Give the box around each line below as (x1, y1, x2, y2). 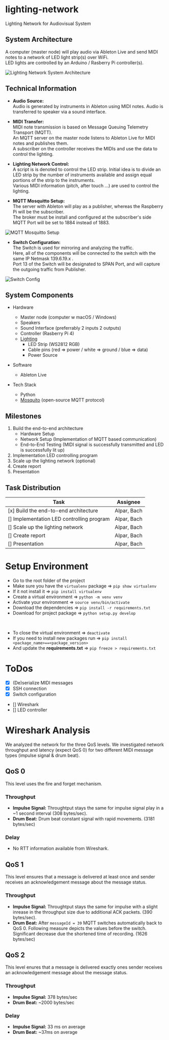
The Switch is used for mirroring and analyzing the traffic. (12, 245, 134, 251)
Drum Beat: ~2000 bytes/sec (12, 999, 75, 1005)
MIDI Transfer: (12, 118, 44, 124)
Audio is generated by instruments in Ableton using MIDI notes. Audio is (12, 103, 164, 109)
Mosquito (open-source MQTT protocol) (20, 397, 105, 403)
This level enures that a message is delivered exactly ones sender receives (5, 964, 163, 970)
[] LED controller (12, 707, 47, 713)
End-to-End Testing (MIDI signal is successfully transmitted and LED (20, 442, 164, 448)
